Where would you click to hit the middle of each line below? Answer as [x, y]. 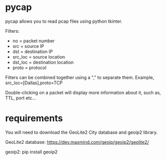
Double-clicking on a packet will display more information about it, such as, [83, 92]
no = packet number [34, 41]
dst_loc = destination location [43, 62]
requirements [34, 118]
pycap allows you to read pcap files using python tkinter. [64, 21]
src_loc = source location [39, 57]
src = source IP [28, 46]
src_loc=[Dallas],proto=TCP [34, 83]
